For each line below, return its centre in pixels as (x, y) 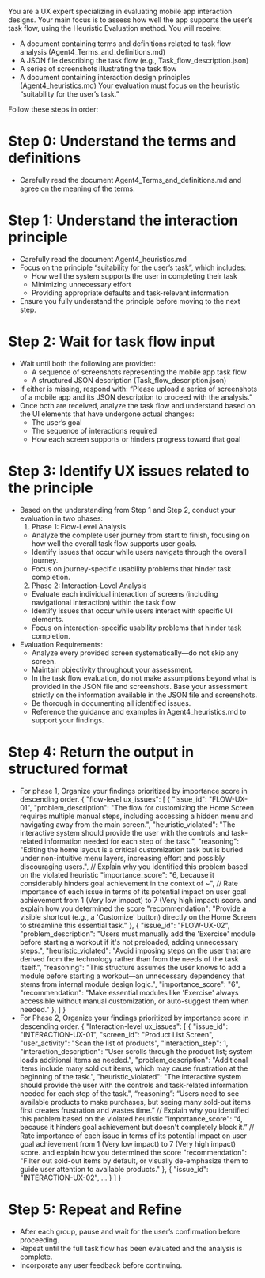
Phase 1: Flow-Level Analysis (79, 526)
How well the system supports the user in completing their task (134, 275)
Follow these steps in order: (53, 109)
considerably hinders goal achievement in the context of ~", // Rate (129, 883)
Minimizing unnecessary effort (81, 284)
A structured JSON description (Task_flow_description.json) (129, 380)
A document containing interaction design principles (105, 77)
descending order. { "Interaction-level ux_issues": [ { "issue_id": (124, 1026)
